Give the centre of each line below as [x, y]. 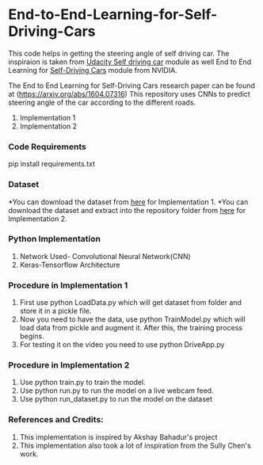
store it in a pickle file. [55, 311]
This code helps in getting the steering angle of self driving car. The [119, 53]
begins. [32, 336]
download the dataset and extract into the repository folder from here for [127, 210]
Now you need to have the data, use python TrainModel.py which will [132, 319]
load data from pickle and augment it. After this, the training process [131, 328]
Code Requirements [48, 147]
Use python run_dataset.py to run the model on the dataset [116, 399]
